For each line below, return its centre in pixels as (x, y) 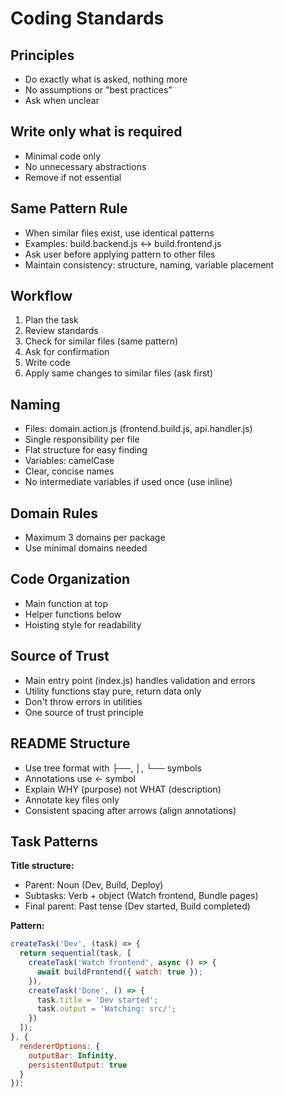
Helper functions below (73, 614)
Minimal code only (63, 156)
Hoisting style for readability (83, 624)
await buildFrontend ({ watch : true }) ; (119, 972)
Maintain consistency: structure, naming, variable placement (149, 264)
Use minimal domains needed (86, 548)
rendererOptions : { (60, 1046)
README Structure (70, 743)
